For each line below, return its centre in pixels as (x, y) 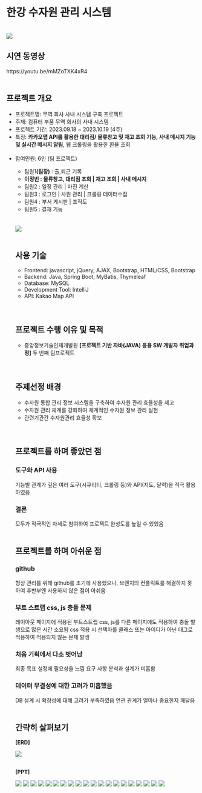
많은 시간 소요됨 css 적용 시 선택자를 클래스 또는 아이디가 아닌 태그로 (112, 629)
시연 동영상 (26, 56)
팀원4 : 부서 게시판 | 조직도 (56, 201)
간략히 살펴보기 (42, 727)
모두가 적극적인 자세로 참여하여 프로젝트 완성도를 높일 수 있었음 (89, 524)
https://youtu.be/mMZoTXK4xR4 (47, 71)
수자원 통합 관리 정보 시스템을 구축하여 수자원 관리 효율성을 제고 (99, 403)
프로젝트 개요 (29, 99)
